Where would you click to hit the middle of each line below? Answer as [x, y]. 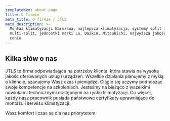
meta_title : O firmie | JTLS [36, 19]
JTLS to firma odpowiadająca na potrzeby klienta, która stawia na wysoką [82, 71]
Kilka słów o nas [31, 59]
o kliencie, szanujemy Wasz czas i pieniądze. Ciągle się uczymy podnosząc [84, 82]
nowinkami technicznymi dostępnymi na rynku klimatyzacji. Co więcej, [79, 92]
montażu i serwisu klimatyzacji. [38, 103]
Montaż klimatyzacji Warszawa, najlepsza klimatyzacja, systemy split [86, 29]
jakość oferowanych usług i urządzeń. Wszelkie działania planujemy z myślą [84, 76]
